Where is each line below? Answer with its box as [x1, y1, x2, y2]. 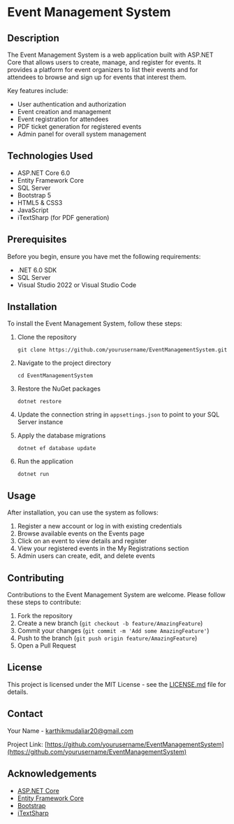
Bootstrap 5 [17, 190, 52, 200]
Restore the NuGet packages [17, 384, 101, 393]
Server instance [17, 418, 64, 426]
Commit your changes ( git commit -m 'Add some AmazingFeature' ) [17, 627, 210, 635]
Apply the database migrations [17, 431, 106, 440]
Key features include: [7, 87, 68, 95]
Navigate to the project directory [17, 358, 112, 368]
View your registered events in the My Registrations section [17, 544, 189, 553]
